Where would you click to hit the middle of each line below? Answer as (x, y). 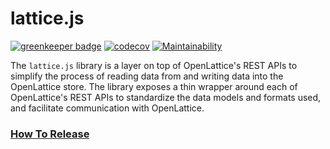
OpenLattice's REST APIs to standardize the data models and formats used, (166, 97)
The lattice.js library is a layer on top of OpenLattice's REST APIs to (154, 65)
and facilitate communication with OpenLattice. (107, 108)
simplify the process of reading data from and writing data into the (147, 76)
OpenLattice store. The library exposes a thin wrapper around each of (154, 86)
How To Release (50, 134)
